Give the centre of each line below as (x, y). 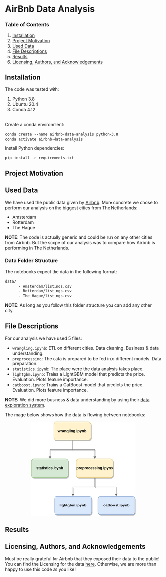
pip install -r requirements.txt (40, 158)
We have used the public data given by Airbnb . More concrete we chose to (82, 202)
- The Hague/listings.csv (45, 296)
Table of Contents (27, 25)
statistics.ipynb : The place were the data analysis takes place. (78, 369)
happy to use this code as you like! (40, 569)
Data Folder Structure (32, 261)
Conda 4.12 (24, 110)
